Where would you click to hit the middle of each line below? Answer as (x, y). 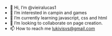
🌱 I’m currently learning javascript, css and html (58, 18)
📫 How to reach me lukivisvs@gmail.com (52, 28)
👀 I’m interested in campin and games (48, 13)
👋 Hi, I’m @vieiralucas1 (33, 8)
